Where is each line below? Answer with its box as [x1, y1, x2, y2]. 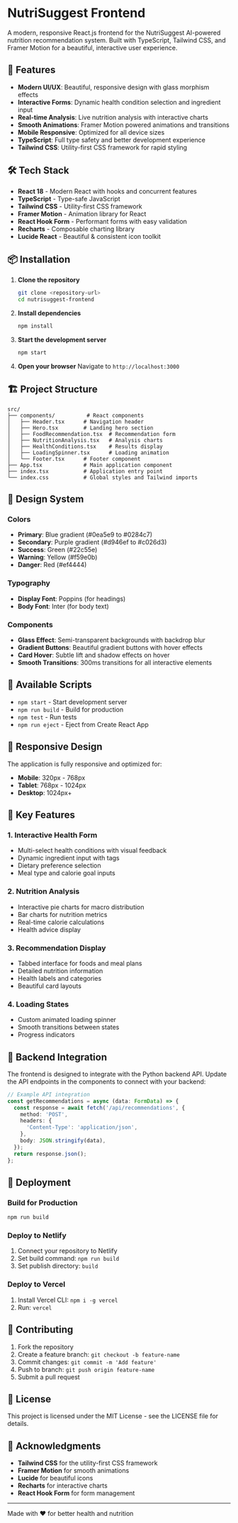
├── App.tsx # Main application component [7, 461, 173, 468]
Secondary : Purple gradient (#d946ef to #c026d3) [17, 538, 167, 546]
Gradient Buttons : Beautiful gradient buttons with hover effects [17, 643, 203, 651]
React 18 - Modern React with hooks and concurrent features [17, 186, 197, 196]
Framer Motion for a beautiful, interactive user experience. [7, 43, 178, 52]
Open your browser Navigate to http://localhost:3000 [17, 361, 180, 370]
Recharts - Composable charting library [17, 225, 135, 233]
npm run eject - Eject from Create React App [17, 720, 149, 729]
